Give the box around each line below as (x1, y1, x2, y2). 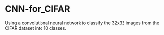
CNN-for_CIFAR (5, 3, 70, 15)
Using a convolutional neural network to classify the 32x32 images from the (5, 20, 160, 26)
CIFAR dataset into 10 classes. (5, 25, 67, 31)
